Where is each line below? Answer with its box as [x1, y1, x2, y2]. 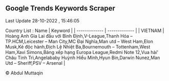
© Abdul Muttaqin [5, 70, 44, 76]
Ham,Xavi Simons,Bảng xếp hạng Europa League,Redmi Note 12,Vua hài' [5, 49, 159, 55]
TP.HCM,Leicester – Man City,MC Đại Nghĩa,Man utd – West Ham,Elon [5, 38, 154, 44]
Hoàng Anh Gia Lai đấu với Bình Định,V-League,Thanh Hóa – [5, 33, 133, 39]
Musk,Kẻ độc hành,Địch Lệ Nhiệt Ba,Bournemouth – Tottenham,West [5, 43, 151, 50]
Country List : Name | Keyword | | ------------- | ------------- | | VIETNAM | [5, 28, 164, 34]
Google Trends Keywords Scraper [5, 4, 115, 13]
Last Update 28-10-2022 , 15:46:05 [5, 17, 80, 23]
